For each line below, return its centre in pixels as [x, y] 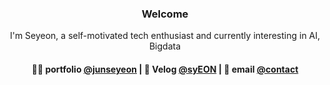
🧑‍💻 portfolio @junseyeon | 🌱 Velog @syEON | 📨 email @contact [165, 69]
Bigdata [165, 46]
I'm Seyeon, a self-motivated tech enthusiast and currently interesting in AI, [165, 36]
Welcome [165, 14]
